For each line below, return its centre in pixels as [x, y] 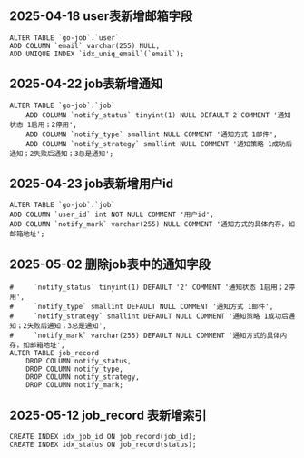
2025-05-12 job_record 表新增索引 [108, 415]
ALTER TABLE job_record [54, 353]
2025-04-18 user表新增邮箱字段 [101, 16]
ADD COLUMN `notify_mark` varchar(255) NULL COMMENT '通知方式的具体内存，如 [152, 224]
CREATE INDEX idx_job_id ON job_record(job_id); [103, 437]
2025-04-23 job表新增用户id [92, 184]
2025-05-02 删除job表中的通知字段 [110, 264]
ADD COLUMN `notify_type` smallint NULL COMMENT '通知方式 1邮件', [152, 134]
